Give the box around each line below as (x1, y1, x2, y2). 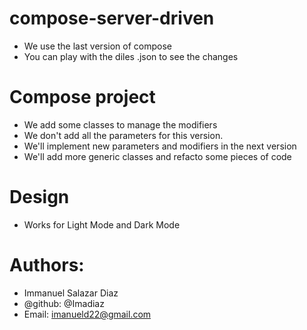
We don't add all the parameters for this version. (23, 129, 224, 141)
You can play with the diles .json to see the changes (23, 50, 239, 62)
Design (9, 186, 70, 209)
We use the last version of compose (23, 40, 172, 52)
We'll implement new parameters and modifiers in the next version (23, 140, 297, 152)
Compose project (9, 86, 156, 109)
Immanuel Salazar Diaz (23, 287, 119, 299)
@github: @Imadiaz (23, 297, 105, 309)
